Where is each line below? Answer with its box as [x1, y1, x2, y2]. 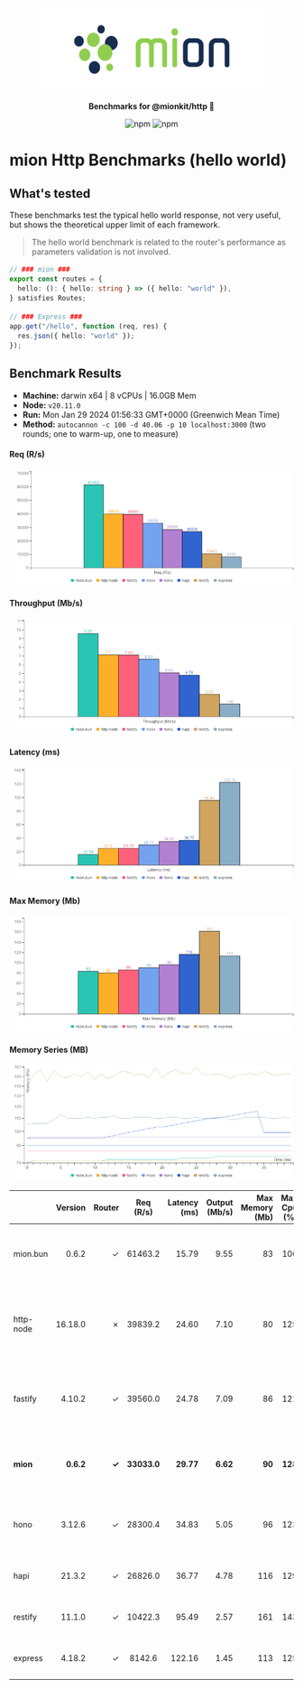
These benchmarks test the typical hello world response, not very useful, [9, 210, 281, 220]
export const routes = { [9, 274, 103, 283]
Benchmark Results [9, 366, 122, 382]
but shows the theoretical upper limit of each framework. [9, 219, 221, 230]
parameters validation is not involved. [31, 246, 171, 257]
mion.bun [13, 1249, 49, 1260]
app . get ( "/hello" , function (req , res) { [9, 322, 168, 331]
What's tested [9, 186, 91, 201]
